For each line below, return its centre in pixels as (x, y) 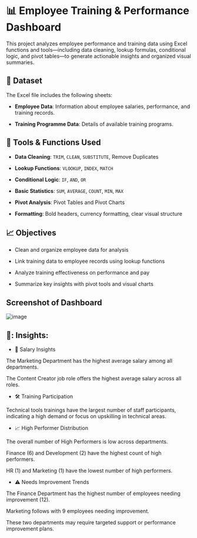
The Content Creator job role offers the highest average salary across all (94, 378)
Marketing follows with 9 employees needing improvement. (78, 511)
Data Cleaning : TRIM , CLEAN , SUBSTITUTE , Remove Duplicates (86, 156)
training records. (34, 112)
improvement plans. (30, 529)
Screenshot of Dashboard (54, 303)
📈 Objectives (31, 233)
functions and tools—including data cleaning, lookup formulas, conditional (96, 49)
